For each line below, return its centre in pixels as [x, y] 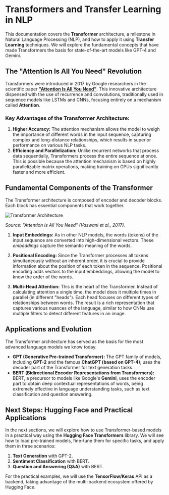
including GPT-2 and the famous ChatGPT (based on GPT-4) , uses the [86, 362]
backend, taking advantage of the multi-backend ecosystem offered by [79, 482]
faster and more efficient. [39, 172]
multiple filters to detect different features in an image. [69, 313]
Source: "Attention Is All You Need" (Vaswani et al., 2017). [65, 225]
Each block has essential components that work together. [65, 205]
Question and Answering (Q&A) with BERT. [58, 467]
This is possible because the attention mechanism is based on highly [84, 161]
